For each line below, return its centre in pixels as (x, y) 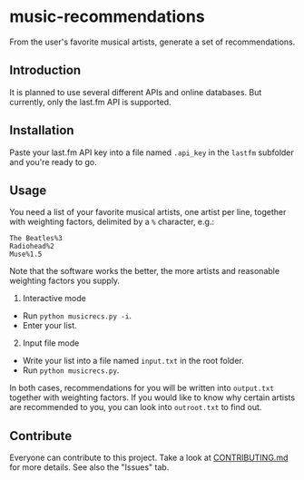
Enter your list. (49, 326)
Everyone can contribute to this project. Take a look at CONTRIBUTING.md (149, 458)
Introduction (45, 70)
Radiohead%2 (32, 247)
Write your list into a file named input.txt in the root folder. (133, 361)
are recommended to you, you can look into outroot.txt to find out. (136, 407)
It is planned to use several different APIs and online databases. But (136, 92)
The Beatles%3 (36, 239)
